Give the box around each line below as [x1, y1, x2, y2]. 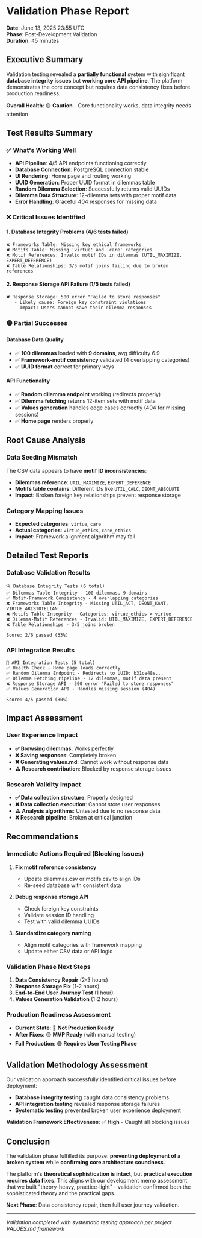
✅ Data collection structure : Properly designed [14, 794, 133, 801]
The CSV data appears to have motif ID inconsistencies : [6, 467, 147, 474]
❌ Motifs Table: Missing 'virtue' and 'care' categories [6, 247, 153, 253]
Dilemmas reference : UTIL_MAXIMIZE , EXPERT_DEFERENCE [14, 478, 151, 486]
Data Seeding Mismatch [6, 453, 78, 462]
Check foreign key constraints [23, 905, 99, 912]
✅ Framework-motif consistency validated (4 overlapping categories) [14, 356, 190, 363]
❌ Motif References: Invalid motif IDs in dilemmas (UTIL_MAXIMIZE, [6, 252, 182, 258]
